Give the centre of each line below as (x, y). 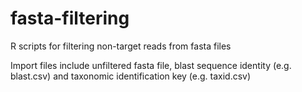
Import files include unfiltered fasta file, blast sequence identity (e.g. (151, 65)
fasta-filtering (70, 18)
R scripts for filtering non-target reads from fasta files (121, 46)
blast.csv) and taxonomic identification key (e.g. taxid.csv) (131, 76)
